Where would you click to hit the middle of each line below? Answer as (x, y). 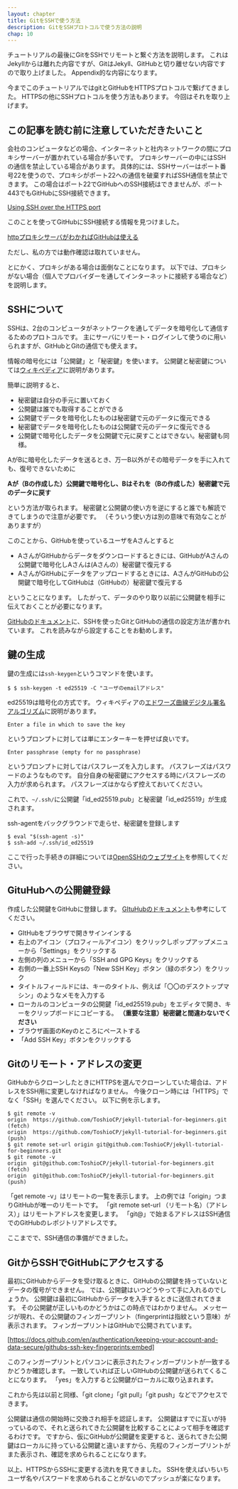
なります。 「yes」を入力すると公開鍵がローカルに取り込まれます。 (119, 1379)
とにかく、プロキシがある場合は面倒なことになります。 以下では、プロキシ (117, 267)
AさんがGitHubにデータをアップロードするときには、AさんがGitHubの (120, 573)
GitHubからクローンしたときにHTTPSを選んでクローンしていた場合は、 (111, 1082)
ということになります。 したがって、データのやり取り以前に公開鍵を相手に (117, 597)
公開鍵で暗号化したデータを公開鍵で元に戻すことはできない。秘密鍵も (120, 435)
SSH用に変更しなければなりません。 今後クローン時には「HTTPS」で (127, 1092)
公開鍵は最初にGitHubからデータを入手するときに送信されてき (125, 1299)
